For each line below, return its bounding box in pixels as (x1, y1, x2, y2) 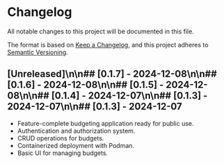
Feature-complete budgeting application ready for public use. (17, 119, 194, 127)
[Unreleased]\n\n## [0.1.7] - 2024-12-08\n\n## (7, 68, 217, 80)
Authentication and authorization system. (17, 126, 136, 135)
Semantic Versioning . (7, 48, 68, 56)
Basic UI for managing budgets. (17, 149, 109, 157)
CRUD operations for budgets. (17, 133, 104, 142)
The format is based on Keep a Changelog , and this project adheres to (7, 40, 209, 49)
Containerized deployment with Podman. (17, 141, 134, 149)
